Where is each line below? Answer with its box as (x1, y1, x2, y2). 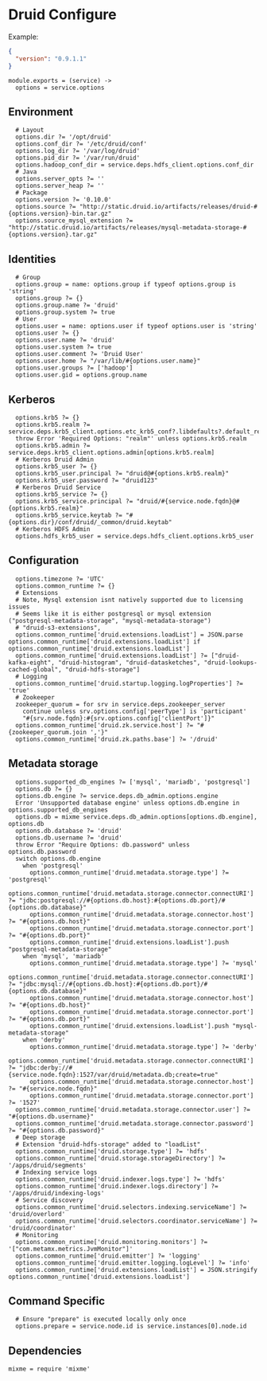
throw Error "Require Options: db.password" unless (15, 840, 191, 849)
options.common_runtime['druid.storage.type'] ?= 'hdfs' (15, 1147, 208, 1156)
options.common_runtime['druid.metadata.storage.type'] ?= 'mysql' (29, 959, 258, 967)
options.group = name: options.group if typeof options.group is (15, 280, 237, 288)
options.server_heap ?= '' (15, 182, 105, 190)
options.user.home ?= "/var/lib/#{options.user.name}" (15, 357, 201, 366)
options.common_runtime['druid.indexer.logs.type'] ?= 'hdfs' (15, 1175, 226, 1183)
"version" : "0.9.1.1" (15, 54, 87, 63)
